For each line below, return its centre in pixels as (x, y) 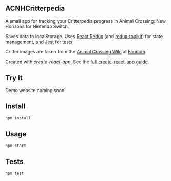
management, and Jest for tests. (40, 42)
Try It (14, 78)
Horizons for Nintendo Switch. (37, 26)
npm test (15, 174)
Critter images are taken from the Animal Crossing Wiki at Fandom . (76, 51)
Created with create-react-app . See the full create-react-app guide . (77, 62)
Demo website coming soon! (35, 90)
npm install (18, 118)
